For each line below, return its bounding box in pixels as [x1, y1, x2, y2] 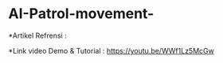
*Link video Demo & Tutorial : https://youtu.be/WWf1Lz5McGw [8, 46, 215, 55]
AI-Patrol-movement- [8, 5, 155, 23]
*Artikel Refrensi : [8, 31, 67, 40]
